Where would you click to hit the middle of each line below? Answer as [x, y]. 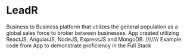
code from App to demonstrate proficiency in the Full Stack [79, 46]
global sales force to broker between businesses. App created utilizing [93, 33]
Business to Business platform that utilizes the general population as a [92, 27]
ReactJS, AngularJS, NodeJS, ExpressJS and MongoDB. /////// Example [94, 39]
